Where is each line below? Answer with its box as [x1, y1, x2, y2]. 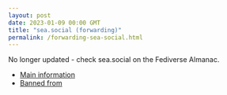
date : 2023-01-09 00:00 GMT [8, 19, 101, 27]
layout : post [8, 11, 51, 20]
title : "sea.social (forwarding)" [8, 26, 123, 34]
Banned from [19, 79, 62, 88]
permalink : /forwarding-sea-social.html [8, 33, 144, 42]
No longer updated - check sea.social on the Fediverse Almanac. [8, 55, 220, 64]
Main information [19, 70, 75, 79]
